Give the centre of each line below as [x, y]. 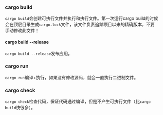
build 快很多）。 [20, 108]
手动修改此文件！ [22, 31]
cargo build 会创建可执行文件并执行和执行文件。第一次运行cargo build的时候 [81, 18]
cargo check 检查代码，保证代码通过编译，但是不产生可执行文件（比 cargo [78, 101]
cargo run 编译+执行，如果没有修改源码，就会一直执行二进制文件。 [72, 77]
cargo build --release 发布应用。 [39, 53]
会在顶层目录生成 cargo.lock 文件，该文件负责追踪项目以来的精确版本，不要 [80, 25]
